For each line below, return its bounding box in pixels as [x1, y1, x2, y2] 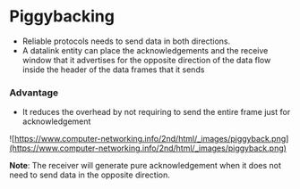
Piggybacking [9, 6, 115, 27]
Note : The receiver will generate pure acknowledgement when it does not [9, 160, 282, 171]
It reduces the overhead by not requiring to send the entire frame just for [21, 107, 291, 118]
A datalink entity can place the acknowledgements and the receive [21, 45, 269, 55]
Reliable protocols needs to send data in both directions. [21, 36, 231, 46]
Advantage [9, 86, 59, 99]
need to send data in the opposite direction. [9, 169, 170, 180]
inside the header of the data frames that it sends [21, 64, 205, 75]
